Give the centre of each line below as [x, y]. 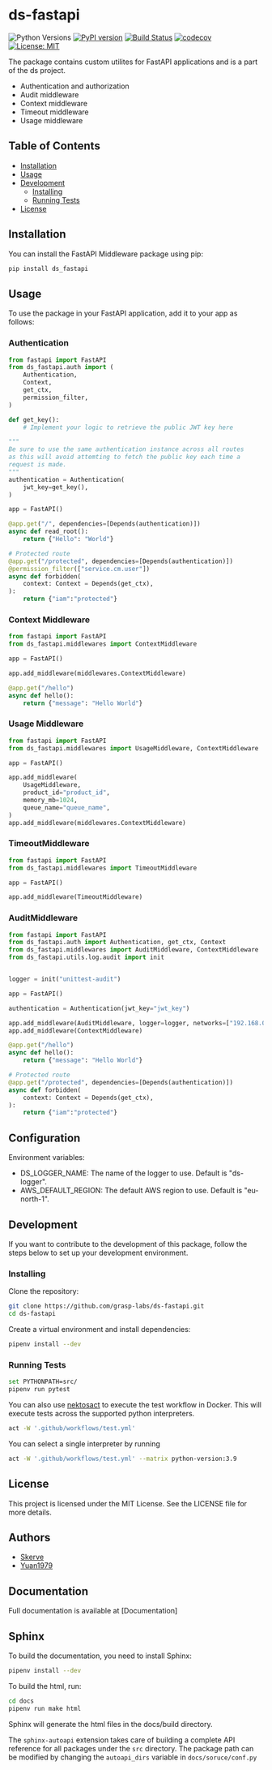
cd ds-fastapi [32, 1314]
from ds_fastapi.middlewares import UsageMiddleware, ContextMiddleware [134, 748]
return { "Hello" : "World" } [68, 539]
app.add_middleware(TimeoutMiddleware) [76, 897]
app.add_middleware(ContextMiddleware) [76, 1031]
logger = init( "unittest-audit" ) [65, 979]
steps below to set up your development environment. [98, 1252]
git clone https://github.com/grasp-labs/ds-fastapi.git [106, 1306]
